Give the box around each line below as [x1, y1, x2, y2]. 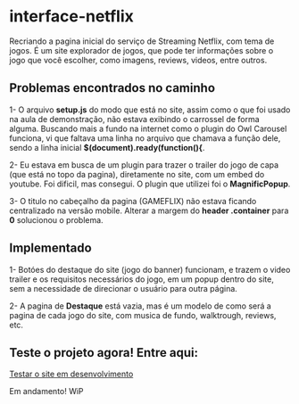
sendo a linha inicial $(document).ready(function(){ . [9, 142, 205, 153]
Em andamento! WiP [9, 386, 84, 397]
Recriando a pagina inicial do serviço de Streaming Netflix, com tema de [9, 36, 275, 46]
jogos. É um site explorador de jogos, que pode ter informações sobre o [9, 45, 274, 55]
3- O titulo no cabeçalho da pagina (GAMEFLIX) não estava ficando [9, 195, 257, 206]
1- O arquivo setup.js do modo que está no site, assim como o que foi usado [9, 104, 291, 115]
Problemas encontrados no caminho [9, 80, 216, 95]
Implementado [9, 241, 92, 256]
